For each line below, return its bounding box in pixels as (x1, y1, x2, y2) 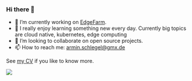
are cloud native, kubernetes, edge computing (14, 31, 127, 38)
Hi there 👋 (6, 5, 35, 14)
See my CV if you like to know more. (6, 58, 94, 65)
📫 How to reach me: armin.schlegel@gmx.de (14, 44, 125, 51)
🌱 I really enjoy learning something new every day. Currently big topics (14, 25, 187, 32)
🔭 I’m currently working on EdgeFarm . (14, 19, 107, 26)
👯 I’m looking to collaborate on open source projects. (14, 38, 143, 45)
